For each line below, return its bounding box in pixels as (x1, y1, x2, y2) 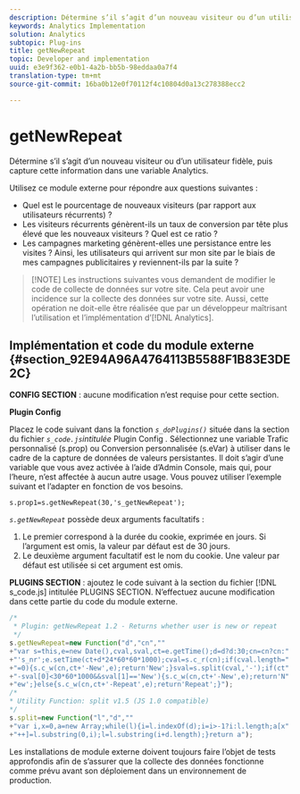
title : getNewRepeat (9, 46, 87, 55)
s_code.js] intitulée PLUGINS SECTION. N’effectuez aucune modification (9, 587, 275, 597)
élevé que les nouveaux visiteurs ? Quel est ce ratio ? (21, 228, 219, 239)
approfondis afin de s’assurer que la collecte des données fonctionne (9, 756, 264, 766)
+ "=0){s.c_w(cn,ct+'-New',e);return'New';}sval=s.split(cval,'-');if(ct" (9, 663, 290, 672)
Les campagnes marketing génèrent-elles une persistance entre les (21, 238, 271, 249)
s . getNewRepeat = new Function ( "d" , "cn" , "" (9, 638, 166, 647)
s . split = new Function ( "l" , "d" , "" (9, 713, 134, 722)
